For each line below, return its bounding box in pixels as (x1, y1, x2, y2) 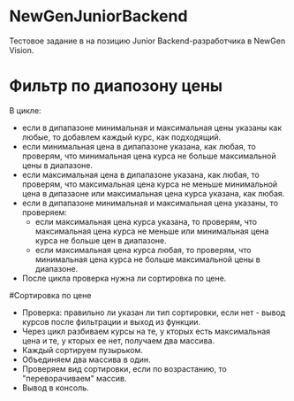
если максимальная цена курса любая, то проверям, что (34, 244, 252, 255)
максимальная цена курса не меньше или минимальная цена (34, 226, 269, 236)
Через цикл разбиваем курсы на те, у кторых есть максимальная (21, 326, 271, 336)
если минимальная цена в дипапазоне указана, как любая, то (21, 141, 256, 151)
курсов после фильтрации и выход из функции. (21, 316, 201, 327)
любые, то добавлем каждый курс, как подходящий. (21, 131, 222, 143)
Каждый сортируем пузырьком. (21, 344, 143, 355)
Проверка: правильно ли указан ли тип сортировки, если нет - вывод (21, 307, 286, 318)
